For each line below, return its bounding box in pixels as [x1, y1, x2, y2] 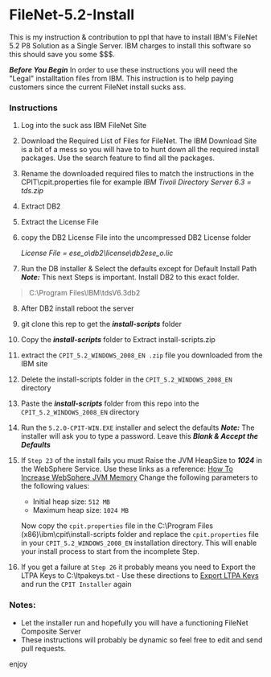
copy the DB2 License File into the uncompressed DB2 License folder [20, 233, 252, 242]
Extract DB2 [20, 201, 61, 211]
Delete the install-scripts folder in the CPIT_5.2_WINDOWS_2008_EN [20, 374, 232, 384]
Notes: [9, 600, 36, 611]
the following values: [20, 481, 90, 491]
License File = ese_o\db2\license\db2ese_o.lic [20, 248, 174, 258]
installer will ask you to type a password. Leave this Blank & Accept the [20, 431, 259, 441]
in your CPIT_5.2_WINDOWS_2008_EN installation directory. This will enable [20, 538, 257, 548]
